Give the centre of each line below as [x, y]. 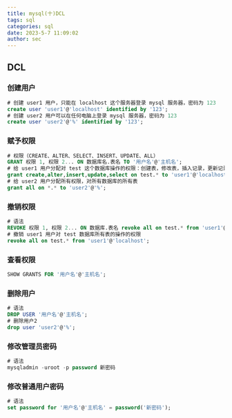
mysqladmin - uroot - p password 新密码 [61, 367]
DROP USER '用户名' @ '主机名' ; [47, 315]
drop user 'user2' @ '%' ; [41, 327]
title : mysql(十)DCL [36, 13]
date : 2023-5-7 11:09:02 [43, 33]
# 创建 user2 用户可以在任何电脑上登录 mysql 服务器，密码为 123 [92, 116]
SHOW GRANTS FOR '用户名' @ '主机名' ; [57, 274]
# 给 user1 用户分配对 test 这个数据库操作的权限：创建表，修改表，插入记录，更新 [113, 169]
